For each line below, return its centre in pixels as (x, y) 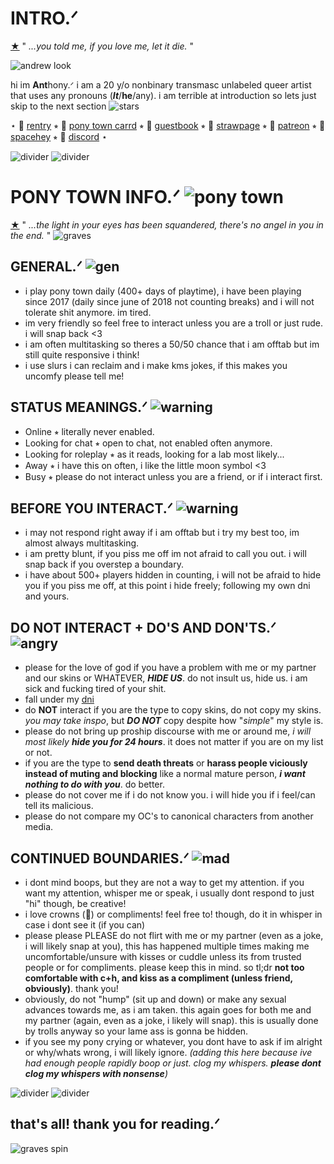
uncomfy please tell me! (74, 376)
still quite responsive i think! (82, 354)
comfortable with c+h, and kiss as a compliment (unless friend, (158, 978)
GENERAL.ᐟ (46, 267)
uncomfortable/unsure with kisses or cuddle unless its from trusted (163, 956)
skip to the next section (58, 106)
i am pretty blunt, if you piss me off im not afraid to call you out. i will (165, 554)
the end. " (31, 235)
